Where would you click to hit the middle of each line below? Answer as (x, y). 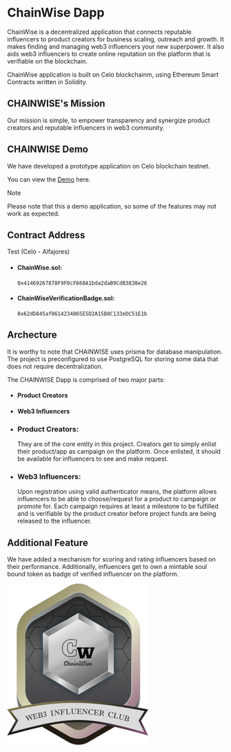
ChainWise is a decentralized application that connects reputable (99, 32)
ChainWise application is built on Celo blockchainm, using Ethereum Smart (113, 75)
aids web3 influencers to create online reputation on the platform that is (109, 54)
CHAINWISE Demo (48, 150)
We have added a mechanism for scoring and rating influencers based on (111, 559)
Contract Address (46, 235)
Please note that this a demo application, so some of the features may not (112, 206)
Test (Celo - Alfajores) (39, 252)
